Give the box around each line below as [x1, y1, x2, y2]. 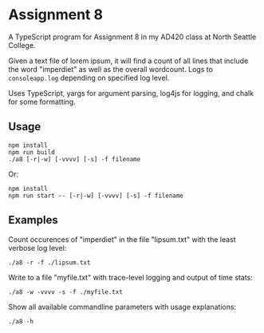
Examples [8, 213, 58, 227]
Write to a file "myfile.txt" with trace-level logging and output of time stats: [8, 272, 253, 282]
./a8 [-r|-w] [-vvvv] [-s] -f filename [8, 155, 141, 163]
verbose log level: [8, 243, 67, 252]
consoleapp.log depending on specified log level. [8, 73, 170, 82]
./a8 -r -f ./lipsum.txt [8, 258, 91, 267]
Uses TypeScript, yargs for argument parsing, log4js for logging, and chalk [8, 88, 254, 97]
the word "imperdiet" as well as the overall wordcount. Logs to [8, 64, 214, 73]
